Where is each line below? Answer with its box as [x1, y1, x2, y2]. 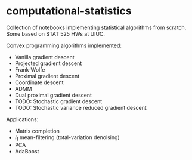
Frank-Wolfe [14, 66, 45, 73]
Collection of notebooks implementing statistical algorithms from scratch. [6, 24, 187, 31]
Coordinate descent [14, 79, 64, 86]
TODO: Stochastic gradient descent [14, 97, 103, 105]
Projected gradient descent [14, 60, 82, 67]
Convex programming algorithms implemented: [6, 42, 122, 49]
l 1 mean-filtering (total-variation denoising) [14, 133, 120, 142]
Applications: [6, 115, 39, 123]
